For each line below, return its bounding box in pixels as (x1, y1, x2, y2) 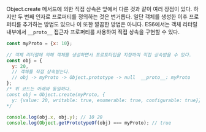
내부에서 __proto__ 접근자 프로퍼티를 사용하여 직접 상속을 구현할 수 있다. (6, 28, 180, 35)
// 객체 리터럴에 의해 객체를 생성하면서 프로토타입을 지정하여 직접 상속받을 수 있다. (6, 51, 192, 58)
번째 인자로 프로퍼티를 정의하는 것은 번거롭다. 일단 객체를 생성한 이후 (24, 13, 188, 20)
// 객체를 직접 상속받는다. (12, 69, 71, 75)
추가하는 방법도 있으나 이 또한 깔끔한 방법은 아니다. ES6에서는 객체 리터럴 (22, 21, 198, 28)
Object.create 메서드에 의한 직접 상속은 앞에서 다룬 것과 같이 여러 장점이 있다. (6, 5, 193, 12)
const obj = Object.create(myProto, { (6, 91, 105, 98)
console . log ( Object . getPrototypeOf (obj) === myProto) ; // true (6, 120, 172, 127)
